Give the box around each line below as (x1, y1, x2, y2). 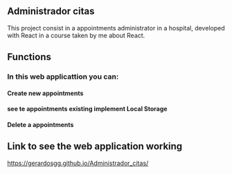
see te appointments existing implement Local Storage (7, 105, 168, 113)
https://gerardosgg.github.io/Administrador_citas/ (7, 159, 149, 167)
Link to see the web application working (7, 141, 183, 153)
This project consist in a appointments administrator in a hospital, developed (7, 23, 225, 32)
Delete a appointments (7, 120, 74, 128)
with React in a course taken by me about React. (7, 31, 145, 39)
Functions (7, 51, 52, 63)
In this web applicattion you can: (7, 72, 119, 81)
